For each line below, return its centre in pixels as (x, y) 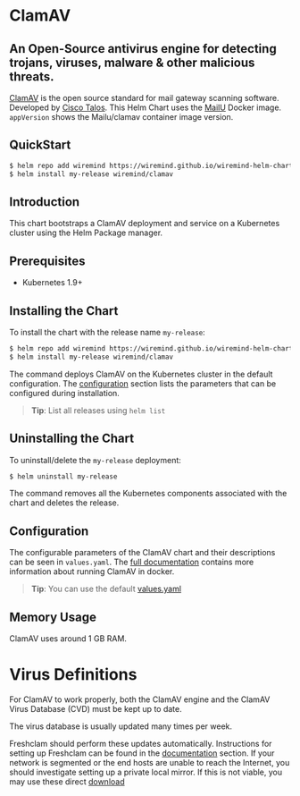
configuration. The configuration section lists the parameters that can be (143, 383)
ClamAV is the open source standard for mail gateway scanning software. (144, 98)
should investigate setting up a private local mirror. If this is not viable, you (146, 772)
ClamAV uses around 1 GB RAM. (68, 639)
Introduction (45, 202)
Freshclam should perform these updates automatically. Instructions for (141, 744)
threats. (32, 76)
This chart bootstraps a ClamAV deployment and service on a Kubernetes (145, 224)
